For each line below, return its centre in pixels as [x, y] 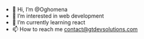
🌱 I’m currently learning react [49, 22]
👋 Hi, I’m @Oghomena [40, 9]
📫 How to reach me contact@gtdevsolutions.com [75, 29]
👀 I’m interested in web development [58, 16]
